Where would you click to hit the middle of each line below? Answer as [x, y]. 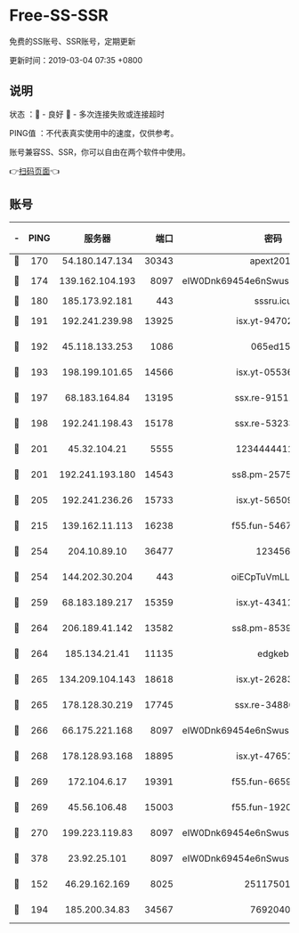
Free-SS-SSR [59, 16]
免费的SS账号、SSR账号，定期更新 [73, 41]
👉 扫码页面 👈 [35, 171]
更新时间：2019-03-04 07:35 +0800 [76, 60]
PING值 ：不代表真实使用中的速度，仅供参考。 [94, 133]
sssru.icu [273, 301]
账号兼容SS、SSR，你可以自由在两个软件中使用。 [100, 151]
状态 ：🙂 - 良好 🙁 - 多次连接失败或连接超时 [87, 114]
